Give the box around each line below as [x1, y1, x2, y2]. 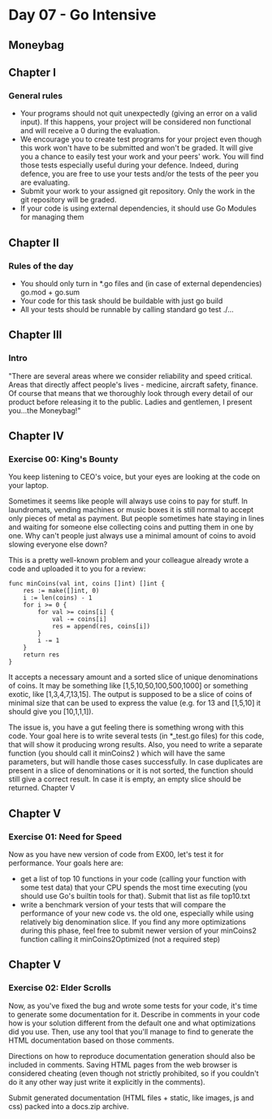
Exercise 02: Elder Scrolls [8, 982, 112, 994]
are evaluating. [19, 177, 71, 188]
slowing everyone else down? [8, 539, 108, 550]
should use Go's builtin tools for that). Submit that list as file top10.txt [19, 891, 251, 901]
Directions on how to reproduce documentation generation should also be [8, 1051, 256, 1060]
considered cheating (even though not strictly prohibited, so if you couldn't [8, 1068, 259, 1078]
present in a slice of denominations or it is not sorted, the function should [8, 766, 253, 776]
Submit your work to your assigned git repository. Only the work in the [19, 186, 256, 196]
